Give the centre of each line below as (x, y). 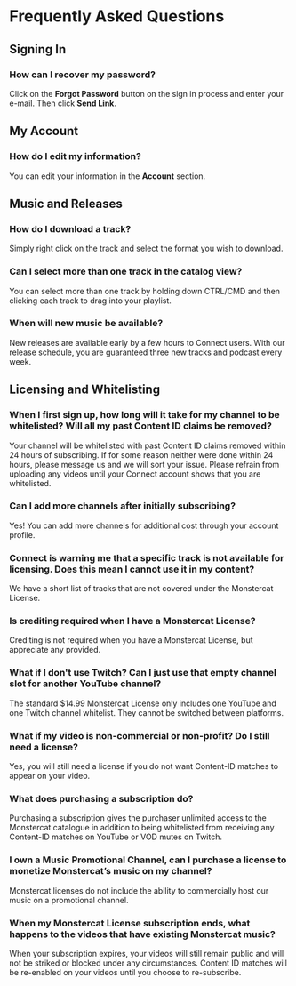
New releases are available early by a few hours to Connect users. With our (147, 342)
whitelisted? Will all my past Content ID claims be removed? (141, 426)
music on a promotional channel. (69, 900)
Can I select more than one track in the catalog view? (126, 271)
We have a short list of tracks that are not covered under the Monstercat (141, 589)
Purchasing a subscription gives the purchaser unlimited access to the (138, 818)
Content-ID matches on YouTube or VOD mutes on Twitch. (116, 837)
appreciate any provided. (55, 650)
